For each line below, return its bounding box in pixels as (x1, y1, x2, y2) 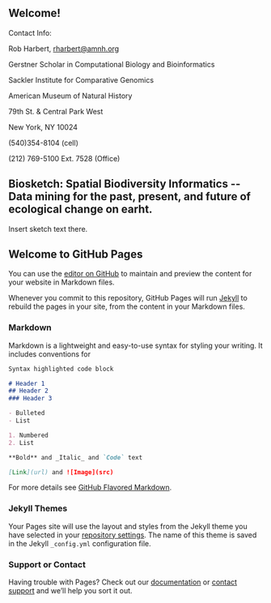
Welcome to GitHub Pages (8, 247, 143, 262)
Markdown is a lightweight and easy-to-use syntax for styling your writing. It (8, 340, 263, 350)
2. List (8, 438, 35, 447)
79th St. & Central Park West (8, 106, 104, 116)
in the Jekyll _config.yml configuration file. (8, 538, 151, 548)
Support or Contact (8, 558, 87, 570)
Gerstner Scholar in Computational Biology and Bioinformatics (8, 59, 215, 69)
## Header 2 (8, 387, 49, 396)
